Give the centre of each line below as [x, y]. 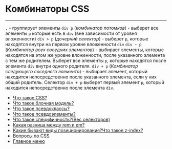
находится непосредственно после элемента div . [60, 88]
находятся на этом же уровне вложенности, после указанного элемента [85, 55]
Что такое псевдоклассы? [41, 109]
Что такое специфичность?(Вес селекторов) [61, 119]
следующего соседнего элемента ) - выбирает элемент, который [76, 71]
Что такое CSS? [30, 97]
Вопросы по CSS [31, 136]
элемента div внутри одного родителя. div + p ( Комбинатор [72, 66]
